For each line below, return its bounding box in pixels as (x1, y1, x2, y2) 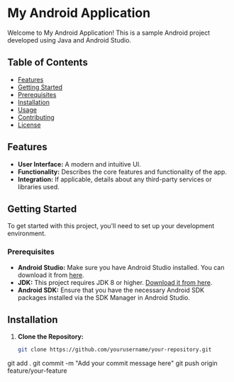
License (17, 120, 41, 129)
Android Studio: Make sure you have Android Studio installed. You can (17, 263, 225, 271)
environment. (7, 229, 46, 238)
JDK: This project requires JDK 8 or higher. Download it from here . (17, 278, 213, 286)
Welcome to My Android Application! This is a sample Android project (7, 28, 211, 37)
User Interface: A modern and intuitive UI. (17, 159, 141, 168)
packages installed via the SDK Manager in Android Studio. (17, 293, 190, 302)
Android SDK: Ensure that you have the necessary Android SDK (17, 286, 205, 294)
